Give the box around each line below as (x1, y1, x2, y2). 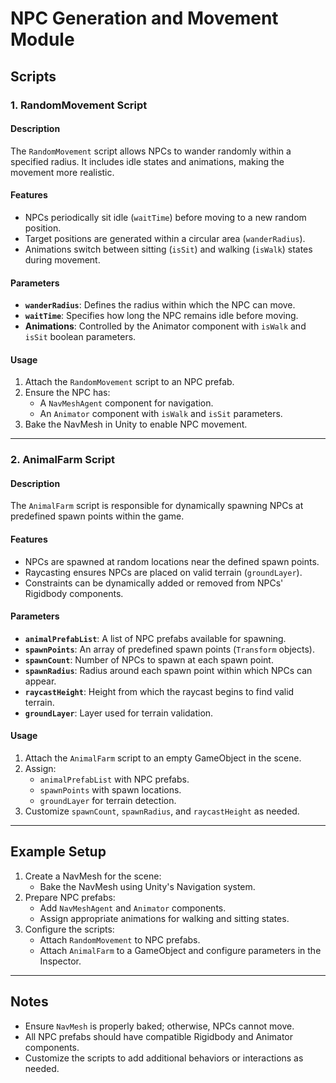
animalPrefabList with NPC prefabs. (39, 773, 190, 786)
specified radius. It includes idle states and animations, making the (10, 155, 285, 167)
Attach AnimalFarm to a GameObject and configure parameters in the (39, 944, 322, 956)
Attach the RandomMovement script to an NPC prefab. (24, 376, 235, 388)
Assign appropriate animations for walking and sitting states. (39, 912, 290, 924)
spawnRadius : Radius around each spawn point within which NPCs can (24, 664, 313, 676)
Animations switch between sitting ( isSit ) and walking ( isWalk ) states (24, 243, 313, 255)
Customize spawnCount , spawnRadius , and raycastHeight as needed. (24, 805, 300, 817)
